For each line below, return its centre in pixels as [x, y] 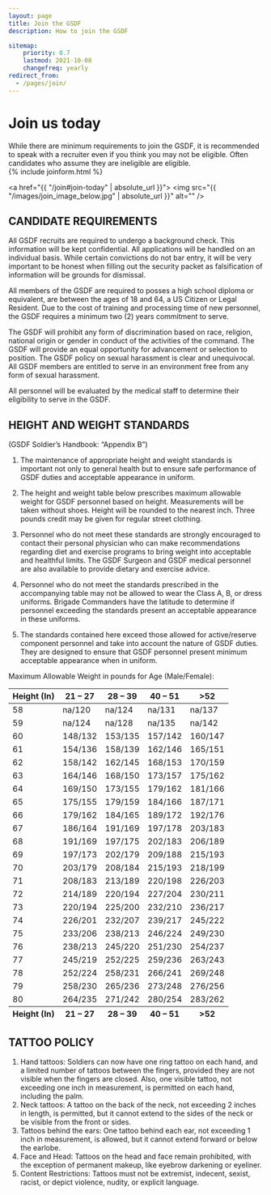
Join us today [55, 123]
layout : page [30, 16]
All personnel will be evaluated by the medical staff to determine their [124, 391]
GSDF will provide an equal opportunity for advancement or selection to [128, 350]
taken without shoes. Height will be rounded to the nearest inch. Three [138, 510]
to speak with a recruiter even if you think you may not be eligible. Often [128, 154]
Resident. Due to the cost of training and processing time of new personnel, [135, 308]
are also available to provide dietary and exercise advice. [115, 569]
